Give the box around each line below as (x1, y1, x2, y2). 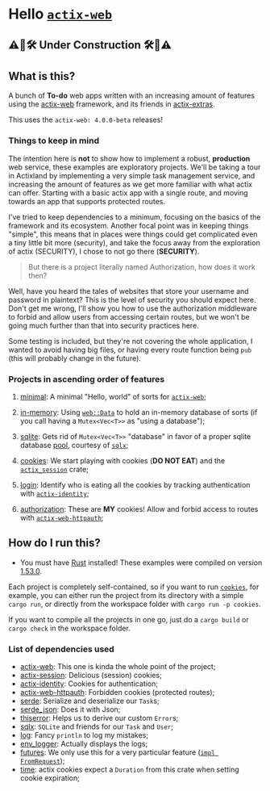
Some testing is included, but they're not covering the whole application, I (8, 336, 253, 345)
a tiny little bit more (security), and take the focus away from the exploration (8, 237, 260, 247)
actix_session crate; (19, 464, 89, 474)
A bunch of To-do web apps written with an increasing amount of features (8, 90, 255, 101)
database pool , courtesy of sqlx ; (19, 440, 129, 450)
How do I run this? (8, 536, 101, 550)
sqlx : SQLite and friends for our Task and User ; (19, 722, 173, 731)
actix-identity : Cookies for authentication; (19, 679, 159, 688)
